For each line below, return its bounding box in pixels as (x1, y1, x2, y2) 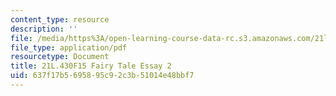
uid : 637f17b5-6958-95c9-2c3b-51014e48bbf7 (10, 71, 195, 81)
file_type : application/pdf (10, 42, 128, 53)
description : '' (10, 24, 78, 34)
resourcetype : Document (10, 52, 110, 62)
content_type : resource (10, 14, 110, 25)
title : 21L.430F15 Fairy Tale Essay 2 (10, 61, 172, 71)
